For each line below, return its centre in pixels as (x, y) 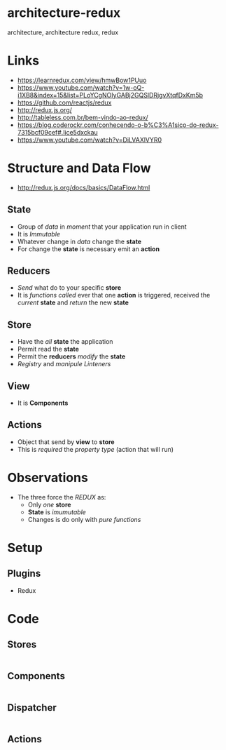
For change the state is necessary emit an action (88, 249)
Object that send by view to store (66, 442)
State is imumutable (57, 512)
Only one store (49, 504)
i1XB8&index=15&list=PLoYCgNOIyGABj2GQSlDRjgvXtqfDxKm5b (110, 95)
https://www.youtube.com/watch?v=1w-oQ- (81, 87)
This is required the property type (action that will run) (95, 449)
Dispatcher (32, 708)
